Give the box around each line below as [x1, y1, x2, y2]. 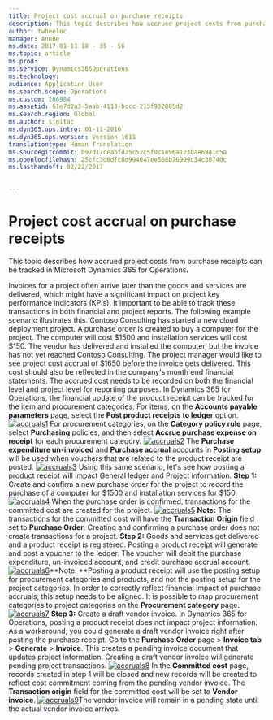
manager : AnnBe [8, 34, 60, 43]
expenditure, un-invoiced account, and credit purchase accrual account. [8, 557, 251, 567]
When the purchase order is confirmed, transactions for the [51, 497, 251, 506]
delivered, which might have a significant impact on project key [8, 289, 220, 299]
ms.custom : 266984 [8, 95, 71, 103]
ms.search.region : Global [8, 111, 96, 119]
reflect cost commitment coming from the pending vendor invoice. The [8, 678, 245, 687]
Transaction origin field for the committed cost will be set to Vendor [8, 687, 238, 696]
